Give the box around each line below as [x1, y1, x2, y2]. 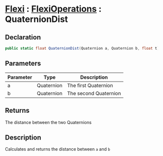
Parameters [5, 59, 41, 68]
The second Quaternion [67, 90, 121, 97]
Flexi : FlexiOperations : [5, 3, 102, 15]
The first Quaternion [67, 82, 113, 88]
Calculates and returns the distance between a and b [5, 146, 111, 152]
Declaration [5, 33, 41, 41]
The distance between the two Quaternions [5, 119, 92, 125]
